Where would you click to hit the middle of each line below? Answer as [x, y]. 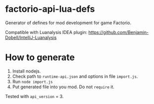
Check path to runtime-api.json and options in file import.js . [75, 76]
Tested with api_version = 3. [34, 96]
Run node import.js [32, 81]
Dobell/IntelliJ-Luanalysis [31, 37]
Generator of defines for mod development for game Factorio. [68, 23]
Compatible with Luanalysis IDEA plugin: [46, 32]
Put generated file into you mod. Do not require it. [63, 87]
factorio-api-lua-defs [50, 9]
